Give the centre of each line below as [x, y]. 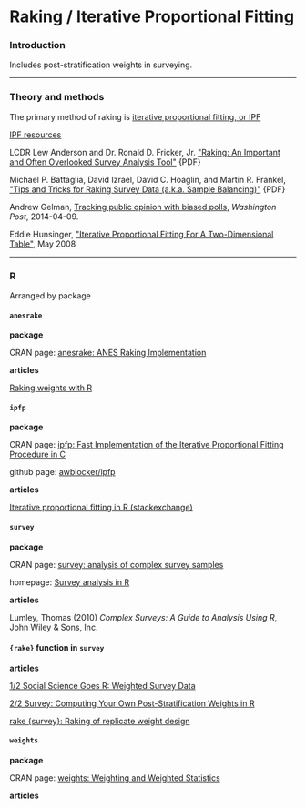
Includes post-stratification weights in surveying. [101, 65]
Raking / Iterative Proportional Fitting [152, 17]
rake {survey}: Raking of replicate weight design [100, 721]
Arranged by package [50, 296]
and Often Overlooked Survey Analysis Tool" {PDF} [106, 162]
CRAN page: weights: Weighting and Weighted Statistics [115, 778]
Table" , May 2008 [43, 244]
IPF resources [36, 135]
